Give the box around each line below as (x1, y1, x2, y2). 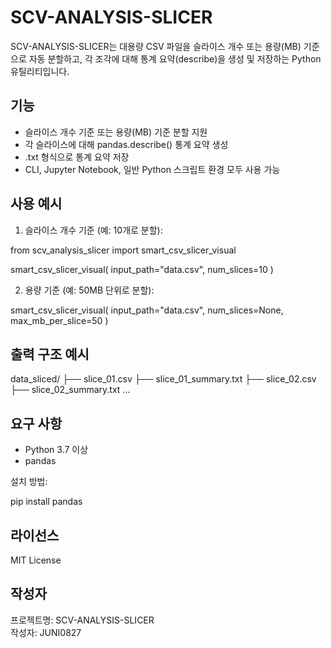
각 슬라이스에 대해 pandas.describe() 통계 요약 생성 (24, 138, 229, 150)
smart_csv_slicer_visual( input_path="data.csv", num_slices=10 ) (10, 263, 274, 275)
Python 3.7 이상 (24, 444, 89, 456)
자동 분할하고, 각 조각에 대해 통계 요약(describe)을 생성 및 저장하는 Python (28, 52, 322, 65)
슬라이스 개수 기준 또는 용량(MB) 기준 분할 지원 (24, 126, 208, 138)
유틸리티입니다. (10, 65, 70, 77)
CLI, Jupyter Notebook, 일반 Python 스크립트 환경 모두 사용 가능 (24, 163, 281, 175)
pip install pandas (10, 496, 83, 508)
